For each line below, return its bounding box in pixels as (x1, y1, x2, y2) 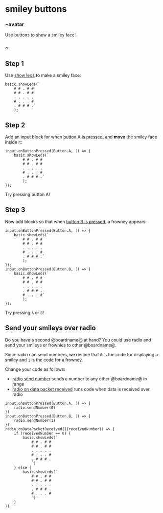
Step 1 (5, 59, 24, 68)
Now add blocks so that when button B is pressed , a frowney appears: (5, 219, 147, 224)
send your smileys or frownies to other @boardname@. (5, 342, 116, 348)
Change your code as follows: (5, 366, 66, 372)
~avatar (5, 21, 24, 28)
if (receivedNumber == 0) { (14, 431, 71, 436)
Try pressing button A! (5, 192, 50, 197)
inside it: (5, 139, 23, 145)
